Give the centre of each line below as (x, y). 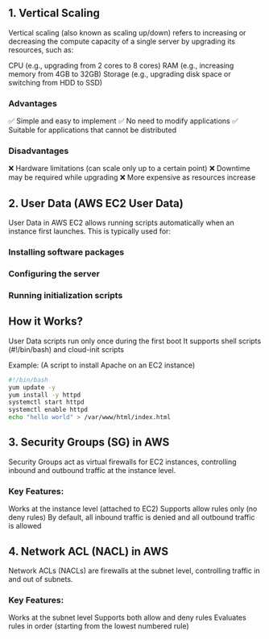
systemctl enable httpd (48, 410)
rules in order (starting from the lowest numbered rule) (99, 626)
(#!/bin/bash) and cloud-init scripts (66, 349)
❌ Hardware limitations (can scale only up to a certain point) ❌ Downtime (130, 168)
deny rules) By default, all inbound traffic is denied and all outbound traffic (132, 517)
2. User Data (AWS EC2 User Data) (96, 203)
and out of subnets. (41, 579)
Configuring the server (54, 274)
